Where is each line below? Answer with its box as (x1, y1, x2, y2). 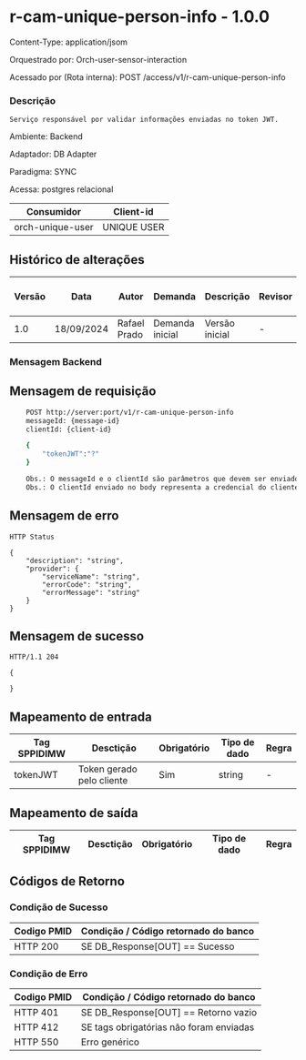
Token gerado (77, 762, 138, 775)
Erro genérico (80, 1035, 139, 1048)
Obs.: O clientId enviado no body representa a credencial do (25, 482, 267, 492)
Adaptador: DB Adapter (9, 148, 97, 160)
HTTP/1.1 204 (9, 652, 59, 661)
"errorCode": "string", (42, 580, 132, 589)
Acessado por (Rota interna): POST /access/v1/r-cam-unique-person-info (9, 71, 286, 83)
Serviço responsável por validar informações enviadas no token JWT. (9, 116, 280, 125)
